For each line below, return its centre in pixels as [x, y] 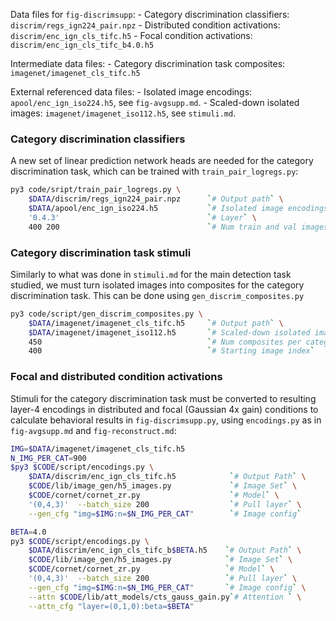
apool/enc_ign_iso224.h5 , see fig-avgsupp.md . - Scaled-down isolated [155, 102]
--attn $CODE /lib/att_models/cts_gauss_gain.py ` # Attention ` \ [165, 597]
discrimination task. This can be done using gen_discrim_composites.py [157, 295]
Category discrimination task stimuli [101, 252]
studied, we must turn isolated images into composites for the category [157, 285]
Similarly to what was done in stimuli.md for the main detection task [151, 274]
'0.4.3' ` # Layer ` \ [142, 217]
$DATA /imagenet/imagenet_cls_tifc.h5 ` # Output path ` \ [156, 323]
